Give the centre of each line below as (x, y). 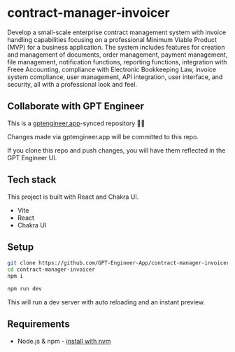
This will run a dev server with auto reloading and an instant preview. (106, 302)
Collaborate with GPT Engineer (76, 106)
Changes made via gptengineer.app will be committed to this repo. (103, 136)
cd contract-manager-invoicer (51, 270)
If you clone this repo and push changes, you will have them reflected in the (116, 150)
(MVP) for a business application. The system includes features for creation (116, 47)
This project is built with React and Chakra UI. (73, 197)
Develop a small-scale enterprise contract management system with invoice (117, 32)
